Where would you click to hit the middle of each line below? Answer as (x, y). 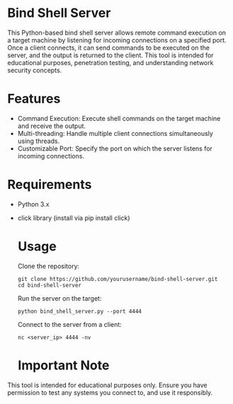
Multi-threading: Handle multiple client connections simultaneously (115, 133)
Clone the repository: (49, 266)
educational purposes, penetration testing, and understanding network (110, 62)
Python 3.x (33, 204)
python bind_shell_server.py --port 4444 (79, 311)
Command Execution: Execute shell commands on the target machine (119, 118)
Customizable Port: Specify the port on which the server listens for (115, 148)
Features (34, 99)
